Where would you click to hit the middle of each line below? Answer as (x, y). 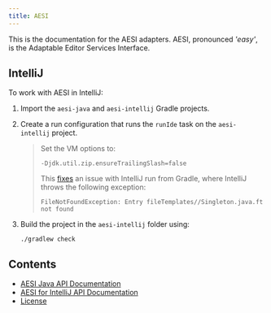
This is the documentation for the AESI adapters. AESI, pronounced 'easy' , (133, 39)
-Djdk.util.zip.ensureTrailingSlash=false (114, 163)
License (33, 301)
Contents (33, 264)
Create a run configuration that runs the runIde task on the (118, 124)
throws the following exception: (93, 187)
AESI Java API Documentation (70, 284)
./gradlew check (48, 239)
